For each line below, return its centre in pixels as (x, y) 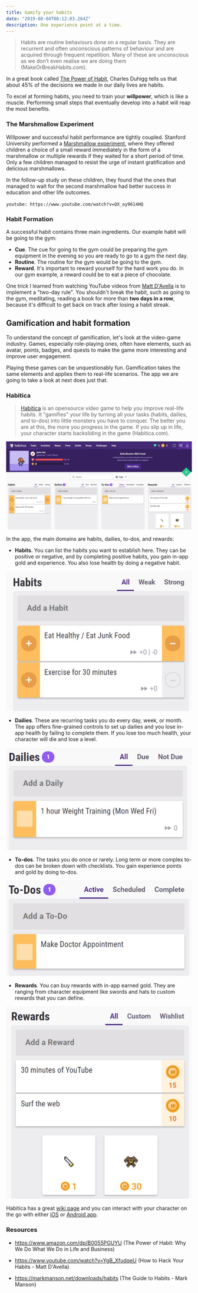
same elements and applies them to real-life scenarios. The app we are (92, 373)
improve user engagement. (39, 356)
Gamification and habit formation (68, 323)
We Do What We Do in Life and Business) (65, 1249)
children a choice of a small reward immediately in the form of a (83, 150)
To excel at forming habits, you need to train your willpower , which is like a (97, 97)
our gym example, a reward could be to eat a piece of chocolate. (93, 275)
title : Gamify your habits (39, 12)
